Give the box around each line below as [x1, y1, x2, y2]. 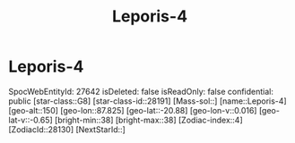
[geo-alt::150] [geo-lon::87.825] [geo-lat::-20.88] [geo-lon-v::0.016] [8, 105, 257, 115]
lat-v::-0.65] [8, 114, 53, 125]
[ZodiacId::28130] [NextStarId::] [8, 123, 126, 135]
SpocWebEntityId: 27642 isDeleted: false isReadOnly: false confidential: [8, 86, 274, 97]
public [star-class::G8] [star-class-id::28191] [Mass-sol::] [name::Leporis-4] [8, 96, 288, 106]
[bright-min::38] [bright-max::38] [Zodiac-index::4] [54, 114, 243, 125]
